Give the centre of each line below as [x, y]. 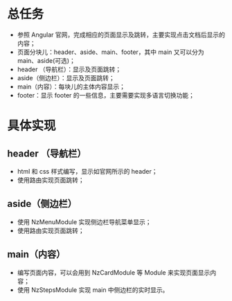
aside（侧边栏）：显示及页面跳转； [66, 77]
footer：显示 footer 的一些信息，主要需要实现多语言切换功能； [106, 95]
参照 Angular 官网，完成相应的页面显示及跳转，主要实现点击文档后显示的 [121, 35]
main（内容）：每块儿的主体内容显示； [71, 86]
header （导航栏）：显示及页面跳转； [69, 69]
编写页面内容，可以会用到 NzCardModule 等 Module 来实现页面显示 [114, 272]
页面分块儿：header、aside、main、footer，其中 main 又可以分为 [110, 52]
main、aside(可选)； [46, 60]
